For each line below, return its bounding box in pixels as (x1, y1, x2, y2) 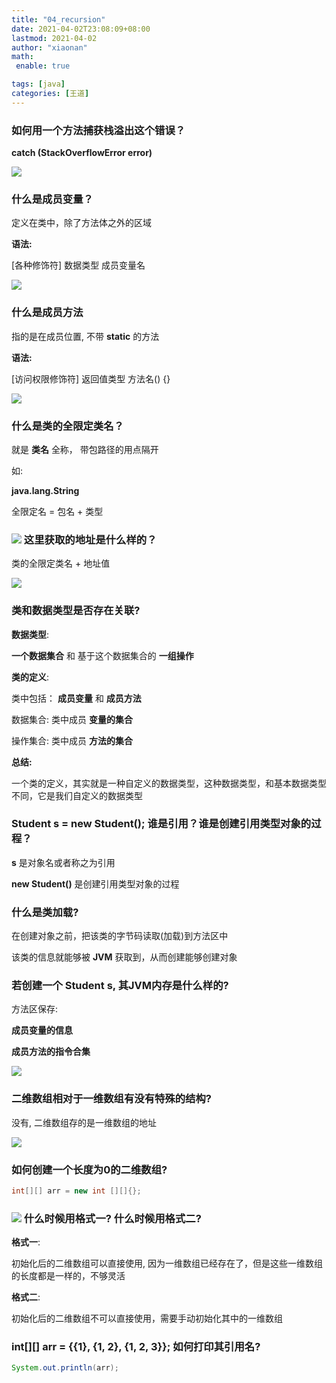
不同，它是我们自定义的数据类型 (11, 789, 143, 801)
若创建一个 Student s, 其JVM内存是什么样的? (11, 979, 229, 993)
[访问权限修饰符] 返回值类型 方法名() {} (11, 372, 171, 385)
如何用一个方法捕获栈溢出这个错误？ (11, 123, 186, 137)
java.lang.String (11, 484, 80, 496)
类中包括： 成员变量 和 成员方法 (11, 692, 142, 704)
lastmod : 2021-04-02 (11, 33, 98, 43)
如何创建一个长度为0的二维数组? (11, 1162, 168, 1176)
